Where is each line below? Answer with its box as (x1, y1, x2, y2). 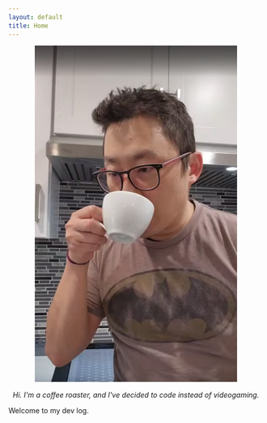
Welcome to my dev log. (8, 405, 89, 415)
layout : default (8, 13, 63, 21)
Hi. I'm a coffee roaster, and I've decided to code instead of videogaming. (12, 390, 260, 399)
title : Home (8, 21, 49, 30)
